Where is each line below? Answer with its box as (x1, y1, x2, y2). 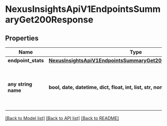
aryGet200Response (5, 14, 93, 25)
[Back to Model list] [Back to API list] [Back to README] (5, 116, 119, 121)
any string (7, 81, 32, 88)
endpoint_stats (7, 57, 44, 64)
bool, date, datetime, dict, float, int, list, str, (49, 84, 153, 91)
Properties (5, 34, 39, 42)
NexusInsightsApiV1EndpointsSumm (5, 3, 161, 15)
